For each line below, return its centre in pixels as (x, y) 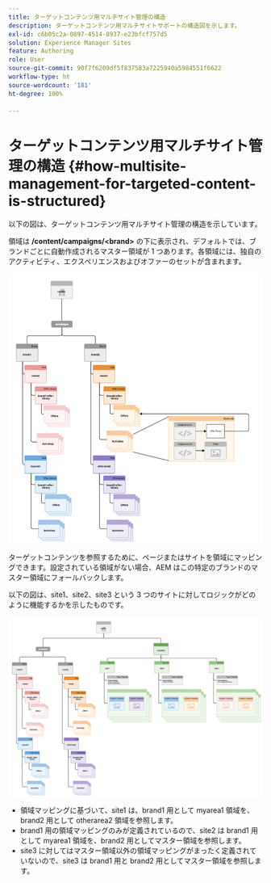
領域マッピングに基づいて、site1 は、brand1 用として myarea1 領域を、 (137, 810)
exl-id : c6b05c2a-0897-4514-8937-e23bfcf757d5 (88, 34)
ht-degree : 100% (35, 94)
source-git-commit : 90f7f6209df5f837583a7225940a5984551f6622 (115, 69)
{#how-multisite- (127, 166)
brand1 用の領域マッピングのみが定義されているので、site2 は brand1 (135, 830)
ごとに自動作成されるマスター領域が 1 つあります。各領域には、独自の (146, 251)
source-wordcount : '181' (50, 85)
